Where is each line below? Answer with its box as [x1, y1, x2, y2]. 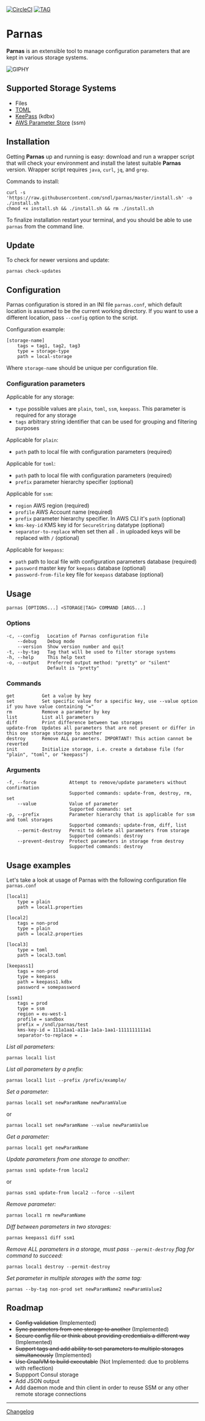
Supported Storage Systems [6, 83, 117, 94]
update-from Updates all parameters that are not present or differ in [6, 725, 195, 731]
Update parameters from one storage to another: [6, 1156, 130, 1162]
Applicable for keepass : [6, 546, 64, 553]
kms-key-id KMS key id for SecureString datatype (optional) [15, 522, 165, 529]
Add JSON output [15, 1377, 60, 1384]
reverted [6, 741, 29, 747]
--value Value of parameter [17, 801, 119, 807]
